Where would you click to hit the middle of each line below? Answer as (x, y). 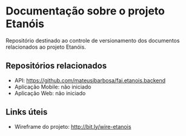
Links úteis (27, 112)
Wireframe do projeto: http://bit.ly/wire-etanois (73, 126)
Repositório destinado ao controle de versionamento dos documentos (93, 40)
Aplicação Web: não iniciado (50, 93)
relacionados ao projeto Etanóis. (46, 47)
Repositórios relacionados (56, 66)
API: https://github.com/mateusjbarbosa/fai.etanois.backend (90, 80)
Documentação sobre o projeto (85, 11)
